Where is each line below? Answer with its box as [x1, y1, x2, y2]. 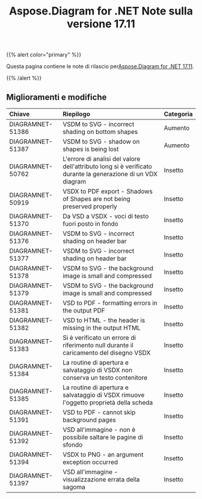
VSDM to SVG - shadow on [63, 138, 140, 145]
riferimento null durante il [63, 341, 133, 349]
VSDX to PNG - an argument [63, 451, 144, 459]
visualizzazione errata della [63, 475, 140, 483]
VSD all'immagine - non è [63, 425, 136, 434]
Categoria [164, 110, 193, 118]
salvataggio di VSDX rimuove [63, 391, 145, 399]
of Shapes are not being [63, 195, 130, 203]
